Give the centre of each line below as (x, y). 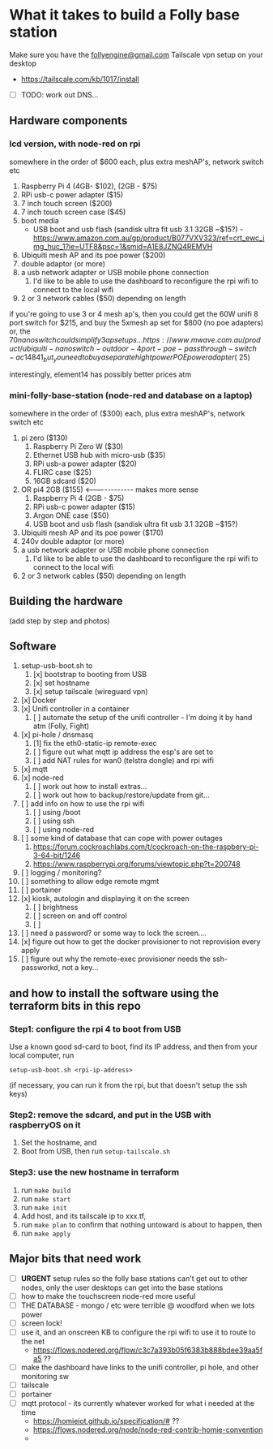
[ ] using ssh (54, 821)
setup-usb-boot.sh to (57, 666)
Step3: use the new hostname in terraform (94, 1172)
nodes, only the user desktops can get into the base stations (122, 1287)
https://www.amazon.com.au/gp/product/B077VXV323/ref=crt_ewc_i (149, 238)
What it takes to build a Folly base (124, 15)
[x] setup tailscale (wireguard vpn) (90, 692)
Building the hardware (66, 601)
